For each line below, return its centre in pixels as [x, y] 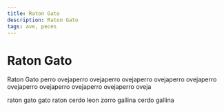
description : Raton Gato [43, 20]
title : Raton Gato [33, 13]
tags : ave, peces [32, 26]
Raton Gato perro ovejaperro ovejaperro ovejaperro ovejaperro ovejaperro [112, 79]
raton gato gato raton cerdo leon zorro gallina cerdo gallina [91, 100]
